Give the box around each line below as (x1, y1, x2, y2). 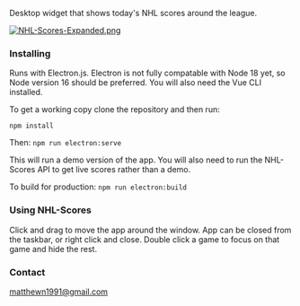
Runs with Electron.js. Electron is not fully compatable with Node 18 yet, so (9, 67, 286, 79)
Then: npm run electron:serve (9, 137, 122, 148)
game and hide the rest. (9, 243, 97, 254)
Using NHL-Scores (9, 204, 93, 216)
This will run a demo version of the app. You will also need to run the (9, 154, 263, 165)
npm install (9, 121, 54, 131)
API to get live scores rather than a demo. (37, 164, 191, 175)
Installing (9, 47, 51, 59)
